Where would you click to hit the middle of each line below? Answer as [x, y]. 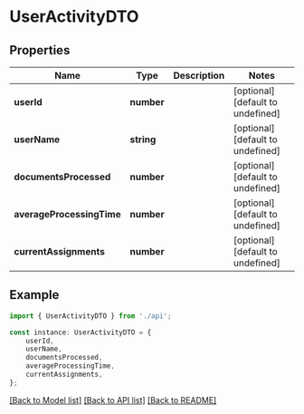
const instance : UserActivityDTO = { [81, 332]
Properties [40, 50]
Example [34, 295]
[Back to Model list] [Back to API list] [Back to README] [113, 400]
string [143, 140]
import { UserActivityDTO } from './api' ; [90, 316]
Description [199, 76]
